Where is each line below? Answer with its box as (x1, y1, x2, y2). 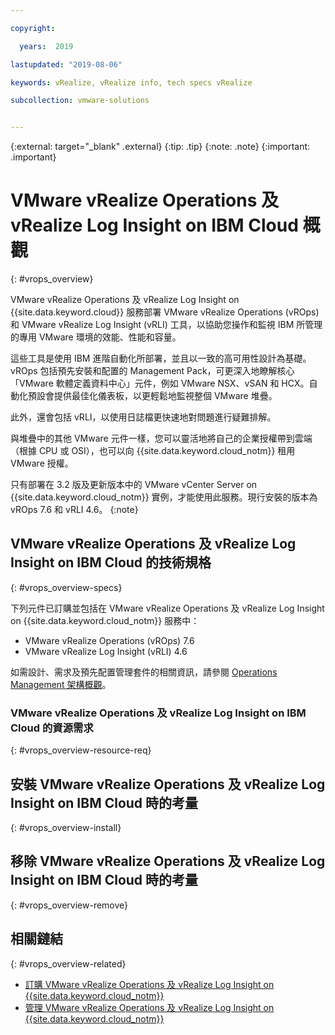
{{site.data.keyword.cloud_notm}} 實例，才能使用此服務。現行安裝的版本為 (10, 491, 318, 503)
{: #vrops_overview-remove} (10, 899, 129, 911)
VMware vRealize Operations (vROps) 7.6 (24, 634, 195, 646)
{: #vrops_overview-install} (10, 821, 122, 833)
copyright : (10, 23, 56, 33)
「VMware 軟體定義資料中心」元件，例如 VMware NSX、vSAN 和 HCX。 (10, 377, 310, 390)
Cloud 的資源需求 (10, 721, 94, 735)
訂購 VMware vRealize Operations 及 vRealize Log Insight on (24, 978, 275, 990)
